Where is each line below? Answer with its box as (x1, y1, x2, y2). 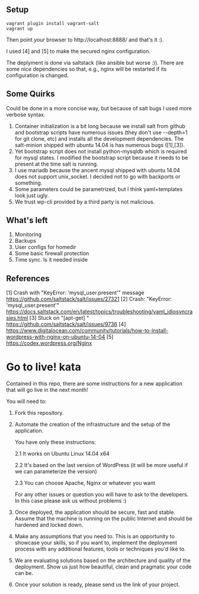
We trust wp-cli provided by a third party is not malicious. (14, 198, 155, 205)
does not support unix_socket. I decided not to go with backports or (14, 173, 181, 180)
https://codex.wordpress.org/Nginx (6, 339, 92, 347)
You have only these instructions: (14, 439, 97, 446)
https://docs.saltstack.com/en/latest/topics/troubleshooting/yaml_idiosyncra (6, 308, 193, 315)
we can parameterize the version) (14, 468, 98, 475)
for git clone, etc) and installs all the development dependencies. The (14, 135, 184, 142)
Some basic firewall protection (14, 250, 89, 257)
